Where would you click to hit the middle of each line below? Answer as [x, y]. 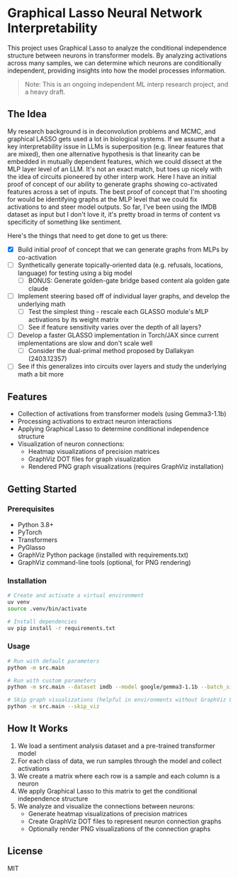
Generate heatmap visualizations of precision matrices [108, 813]
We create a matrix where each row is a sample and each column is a [119, 776]
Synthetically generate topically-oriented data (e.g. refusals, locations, [120, 265]
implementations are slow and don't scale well [85, 343]
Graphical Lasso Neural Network [105, 13]
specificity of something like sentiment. [65, 222]
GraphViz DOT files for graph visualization [89, 459]
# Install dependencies [42, 622]
